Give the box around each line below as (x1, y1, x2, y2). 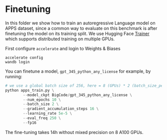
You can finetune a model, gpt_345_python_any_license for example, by (5, 68, 151, 74)
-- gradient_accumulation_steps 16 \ (23, 106, 99, 112)
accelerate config (5, 55, 43, 60)
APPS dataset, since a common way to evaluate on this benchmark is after (5, 25, 158, 31)
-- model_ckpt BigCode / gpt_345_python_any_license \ (23, 92, 133, 98)
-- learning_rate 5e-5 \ (23, 111, 72, 116)
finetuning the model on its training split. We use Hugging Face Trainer (5, 30, 150, 36)
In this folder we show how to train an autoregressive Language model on (5, 20, 156, 26)
